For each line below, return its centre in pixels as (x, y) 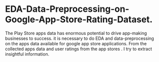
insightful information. (27, 54)
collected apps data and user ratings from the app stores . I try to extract (79, 49)
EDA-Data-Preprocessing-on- (67, 9)
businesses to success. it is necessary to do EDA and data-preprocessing (80, 38)
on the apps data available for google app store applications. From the (76, 43)
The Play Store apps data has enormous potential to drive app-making (76, 33)
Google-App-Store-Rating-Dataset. (79, 19)
